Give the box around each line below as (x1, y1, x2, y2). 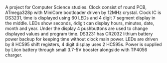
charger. (5, 52, 22, 58)
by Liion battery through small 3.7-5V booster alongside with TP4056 (5, 47, 148, 52)
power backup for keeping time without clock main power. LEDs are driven (5, 36, 159, 42)
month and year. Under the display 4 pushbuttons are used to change (5, 25, 148, 31)
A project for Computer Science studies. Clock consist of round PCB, (5, 4, 147, 10)
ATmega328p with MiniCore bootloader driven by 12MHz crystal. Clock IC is (5, 9, 162, 15)
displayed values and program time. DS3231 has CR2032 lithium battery (5, 31, 153, 36)
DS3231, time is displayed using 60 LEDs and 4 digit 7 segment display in (5, 15, 156, 20)
